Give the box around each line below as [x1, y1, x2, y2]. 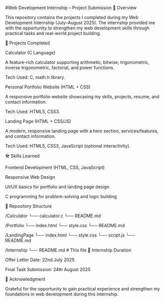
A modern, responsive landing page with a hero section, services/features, [5, 128, 159, 134]
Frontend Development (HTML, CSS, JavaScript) [5, 165, 105, 170]
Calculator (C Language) [5, 50, 56, 55]
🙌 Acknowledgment [5, 276, 46, 282]
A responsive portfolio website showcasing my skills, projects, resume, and [5, 94, 160, 99]
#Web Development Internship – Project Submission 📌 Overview [5, 5, 137, 10]
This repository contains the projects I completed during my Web [5, 14, 139, 20]
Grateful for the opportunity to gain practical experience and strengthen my [5, 286, 161, 292]
